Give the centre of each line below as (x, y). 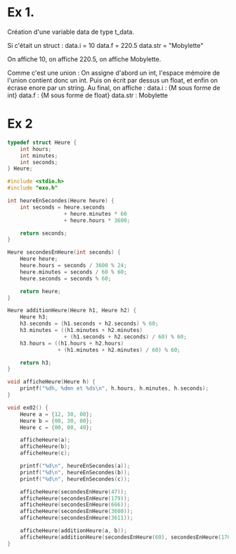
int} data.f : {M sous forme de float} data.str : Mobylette (88, 95)
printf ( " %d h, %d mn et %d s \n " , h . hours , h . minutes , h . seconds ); (114, 388)
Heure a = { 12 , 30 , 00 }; (56, 414)
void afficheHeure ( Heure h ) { (52, 382)
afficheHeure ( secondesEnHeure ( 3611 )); (77, 518)
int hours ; (36, 149)
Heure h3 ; (34, 317)
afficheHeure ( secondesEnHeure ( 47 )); (74, 492)
